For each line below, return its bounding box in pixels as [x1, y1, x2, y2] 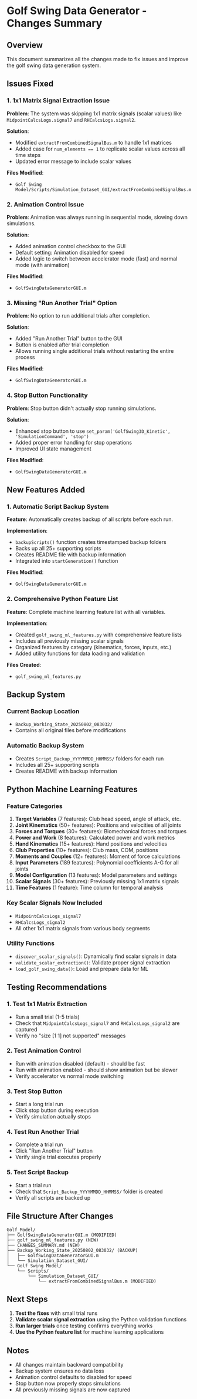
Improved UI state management [15, 445, 91, 452]
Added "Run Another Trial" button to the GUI [15, 335, 123, 342]
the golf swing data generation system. [6, 62, 101, 69]
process [15, 354, 35, 361]
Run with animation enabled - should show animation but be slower [15, 1066, 178, 1073]
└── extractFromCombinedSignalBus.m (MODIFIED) [38, 1278, 157, 1284]
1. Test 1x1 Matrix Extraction [6, 1000, 87, 1008]
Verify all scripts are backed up [15, 1194, 91, 1201]
